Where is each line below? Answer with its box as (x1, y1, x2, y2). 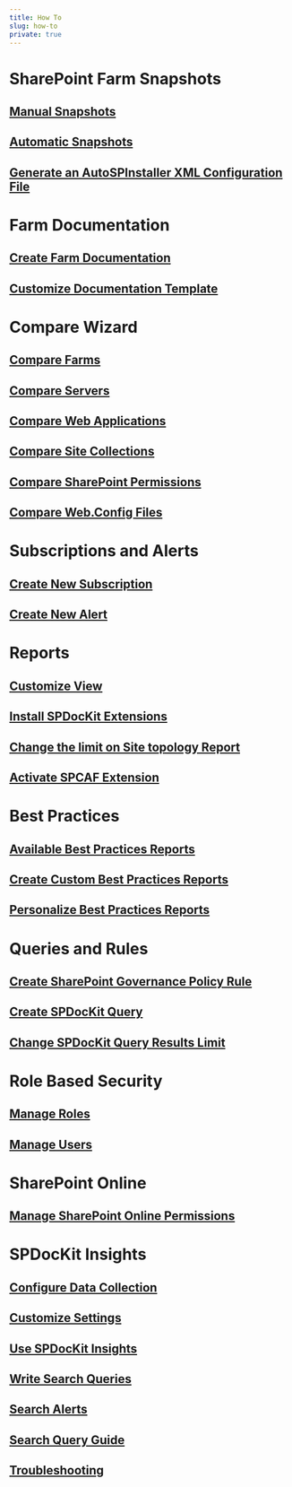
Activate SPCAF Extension (9, 770, 159, 785)
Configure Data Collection (9, 1280, 158, 1295)
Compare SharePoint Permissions (9, 474, 202, 490)
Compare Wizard (9, 317, 138, 337)
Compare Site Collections (9, 444, 155, 459)
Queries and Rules (9, 938, 149, 959)
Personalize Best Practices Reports (9, 902, 210, 917)
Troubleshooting (9, 1463, 105, 1478)
